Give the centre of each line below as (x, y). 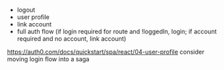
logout (26, 10)
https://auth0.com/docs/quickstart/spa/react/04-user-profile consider (106, 52)
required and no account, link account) (71, 39)
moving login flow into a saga (48, 59)
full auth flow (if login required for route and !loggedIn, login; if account (117, 31)
